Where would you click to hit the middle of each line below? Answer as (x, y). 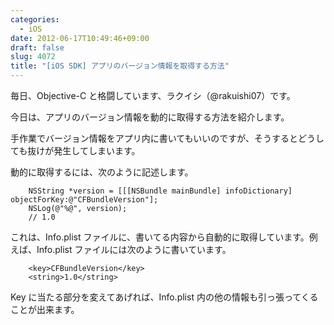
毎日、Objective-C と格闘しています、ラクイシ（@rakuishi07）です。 (153, 95)
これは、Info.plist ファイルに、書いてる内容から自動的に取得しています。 (160, 237)
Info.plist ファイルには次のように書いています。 (134, 249)
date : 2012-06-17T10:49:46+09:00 (80, 38)
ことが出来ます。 (45, 309)
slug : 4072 (33, 57)
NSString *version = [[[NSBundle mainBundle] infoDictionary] (160, 191)
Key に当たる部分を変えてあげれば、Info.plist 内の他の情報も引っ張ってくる (164, 297)
